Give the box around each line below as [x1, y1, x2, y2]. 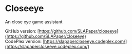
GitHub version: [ [5, 28, 39, 34]
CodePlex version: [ [5, 38, 45, 44]
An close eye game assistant [5, 19, 63, 25]
